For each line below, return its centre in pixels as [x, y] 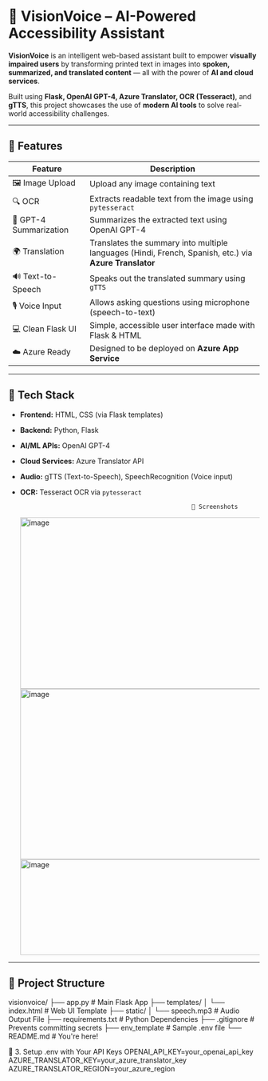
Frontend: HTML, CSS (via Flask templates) [91, 414]
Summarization [41, 230]
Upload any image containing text [152, 184]
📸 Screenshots [215, 506]
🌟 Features [35, 146]
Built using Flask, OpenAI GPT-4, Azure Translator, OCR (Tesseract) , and [130, 96]
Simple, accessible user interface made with [172, 325]
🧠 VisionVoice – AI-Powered [102, 16]
